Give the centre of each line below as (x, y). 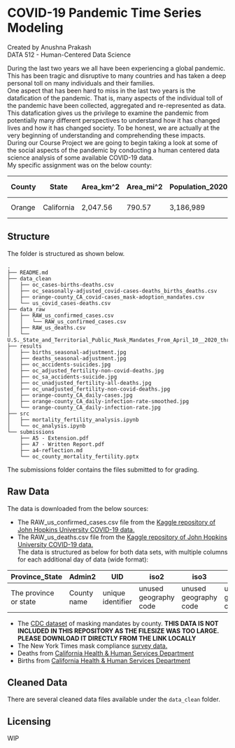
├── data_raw (26, 309)
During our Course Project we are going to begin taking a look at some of (113, 142)
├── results (24, 346)
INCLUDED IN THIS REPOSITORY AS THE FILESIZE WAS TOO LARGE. (118, 631)
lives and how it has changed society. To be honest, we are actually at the (114, 128)
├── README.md (28, 272)
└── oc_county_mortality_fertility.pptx (79, 456)
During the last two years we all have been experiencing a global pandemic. (116, 68)
